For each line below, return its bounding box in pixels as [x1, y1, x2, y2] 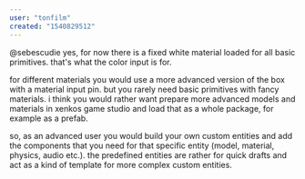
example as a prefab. [9, 113, 88, 124]
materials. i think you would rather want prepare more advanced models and [9, 93, 296, 104]
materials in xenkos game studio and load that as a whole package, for [9, 103, 274, 114]
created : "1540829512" [9, 22, 96, 31]
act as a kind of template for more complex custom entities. [9, 159, 232, 170]
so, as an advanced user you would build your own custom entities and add [9, 130, 293, 141]
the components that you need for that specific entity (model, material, [9, 140, 275, 151]
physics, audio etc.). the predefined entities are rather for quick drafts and [9, 149, 288, 160]
